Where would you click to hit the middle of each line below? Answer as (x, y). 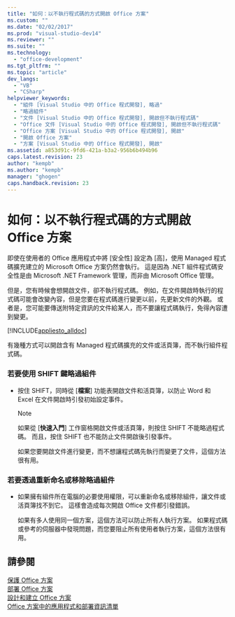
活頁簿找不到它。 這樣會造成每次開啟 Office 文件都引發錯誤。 (105, 505)
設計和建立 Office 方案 (39, 597)
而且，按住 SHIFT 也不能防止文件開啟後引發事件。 (104, 436)
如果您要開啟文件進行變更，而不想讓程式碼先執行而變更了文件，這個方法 (121, 451)
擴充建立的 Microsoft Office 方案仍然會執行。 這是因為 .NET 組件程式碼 (115, 267)
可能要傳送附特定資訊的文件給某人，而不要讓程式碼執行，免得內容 (126, 308)
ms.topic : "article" (37, 72)
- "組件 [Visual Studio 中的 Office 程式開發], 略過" (88, 105)
